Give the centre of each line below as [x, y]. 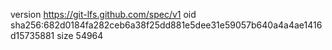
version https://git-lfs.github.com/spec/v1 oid [103, 14]
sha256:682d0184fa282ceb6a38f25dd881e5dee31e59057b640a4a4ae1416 [166, 25]
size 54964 [80, 35]
